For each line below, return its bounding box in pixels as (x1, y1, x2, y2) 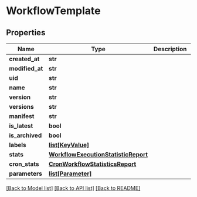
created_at (9, 55, 40, 63)
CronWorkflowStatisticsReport (49, 160, 137, 168)
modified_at (9, 65, 43, 72)
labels (9, 141, 26, 149)
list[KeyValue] (49, 141, 90, 149)
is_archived (9, 131, 42, 139)
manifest (9, 112, 35, 120)
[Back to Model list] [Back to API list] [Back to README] (6, 185, 141, 192)
